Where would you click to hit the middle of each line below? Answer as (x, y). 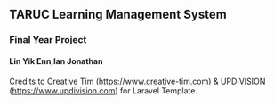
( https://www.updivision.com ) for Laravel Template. (104, 90)
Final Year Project (48, 40)
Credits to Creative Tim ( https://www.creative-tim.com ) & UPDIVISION (137, 81)
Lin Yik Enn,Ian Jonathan (56, 61)
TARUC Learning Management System (118, 15)
